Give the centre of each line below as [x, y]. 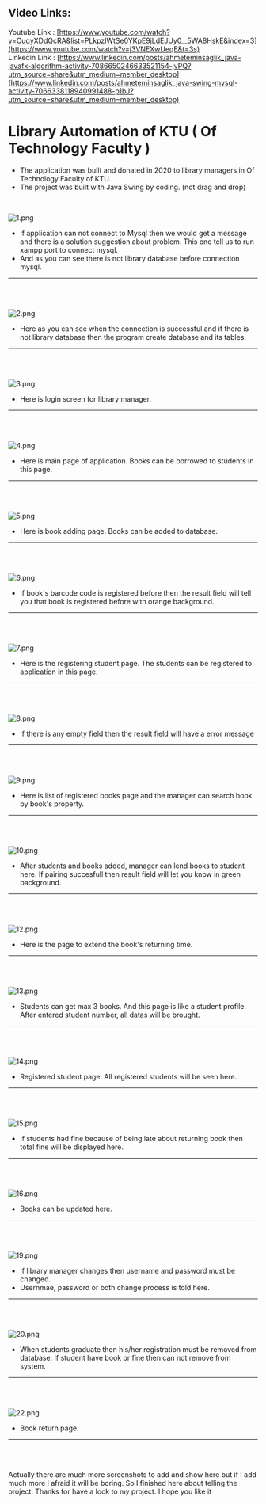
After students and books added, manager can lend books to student [132, 866]
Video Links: [40, 13]
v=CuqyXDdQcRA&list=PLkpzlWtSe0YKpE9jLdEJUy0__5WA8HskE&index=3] [133, 40]
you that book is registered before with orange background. [117, 601]
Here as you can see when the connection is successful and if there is [134, 329]
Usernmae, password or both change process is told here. [114, 1287]
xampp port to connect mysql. [69, 249]
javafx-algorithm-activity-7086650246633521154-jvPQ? [100, 66]
